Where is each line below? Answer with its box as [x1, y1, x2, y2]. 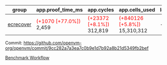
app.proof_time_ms [36, 6, 83, 13]
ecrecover [7, 21, 32, 28]
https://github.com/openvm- [23, 40, 82, 46]
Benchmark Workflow [5, 55, 50, 61]
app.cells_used [118, 6, 156, 13]
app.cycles [87, 6, 114, 13]
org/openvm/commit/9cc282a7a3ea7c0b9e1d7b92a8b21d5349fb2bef [5, 45, 149, 51]
